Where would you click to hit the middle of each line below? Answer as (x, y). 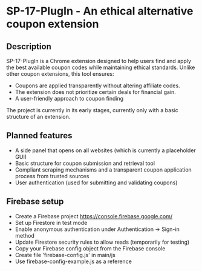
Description (29, 46)
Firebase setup (35, 202)
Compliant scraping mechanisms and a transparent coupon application (103, 169)
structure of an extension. (38, 117)
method (25, 235)
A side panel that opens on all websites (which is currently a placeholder (106, 150)
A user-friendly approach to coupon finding (69, 99)
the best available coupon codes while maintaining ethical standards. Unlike (101, 67)
